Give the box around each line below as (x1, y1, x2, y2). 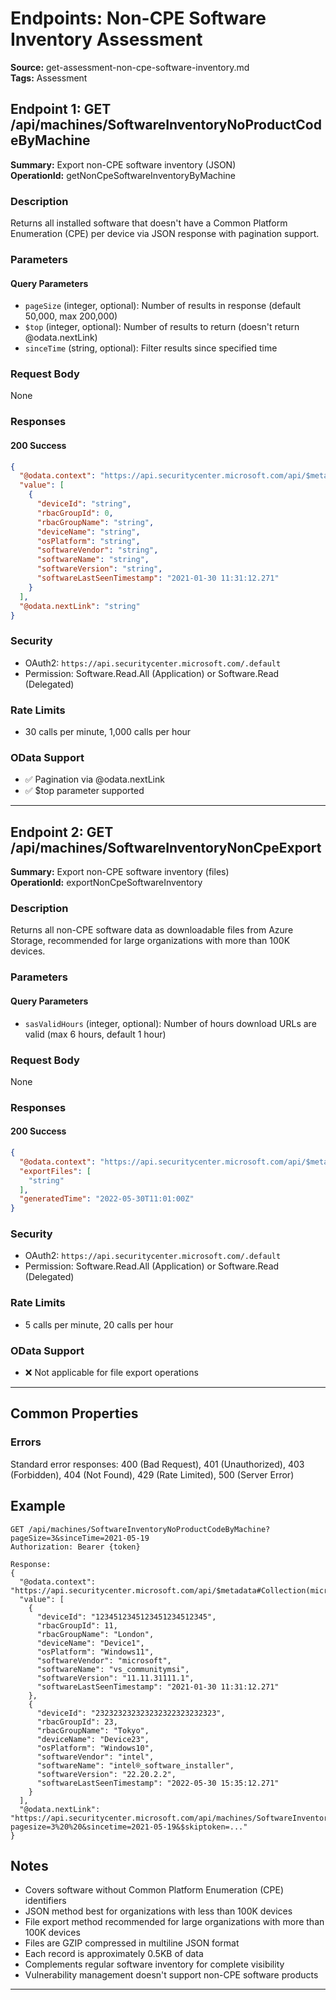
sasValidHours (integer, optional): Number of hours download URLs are (24, 1017, 317, 1029)
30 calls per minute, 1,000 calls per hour (24, 726, 192, 738)
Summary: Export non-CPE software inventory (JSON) (10, 158, 237, 171)
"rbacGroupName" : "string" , (36, 517, 155, 527)
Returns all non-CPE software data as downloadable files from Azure (10, 924, 294, 936)
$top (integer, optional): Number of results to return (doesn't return (24, 321, 300, 333)
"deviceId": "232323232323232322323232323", (36, 1708, 226, 1718)
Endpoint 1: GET (10, 101, 112, 118)
